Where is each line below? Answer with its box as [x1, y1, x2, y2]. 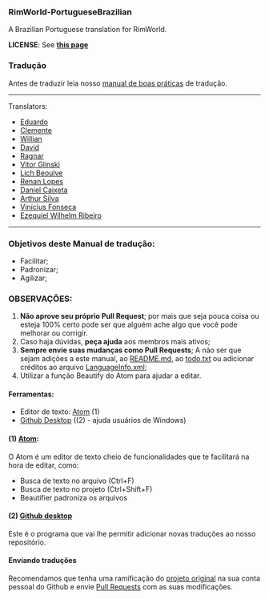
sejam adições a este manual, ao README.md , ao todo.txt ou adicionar [19, 354, 255, 364]
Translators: [8, 101, 48, 111]
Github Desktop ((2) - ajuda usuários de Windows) [19, 416, 187, 425]
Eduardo [19, 117, 48, 127]
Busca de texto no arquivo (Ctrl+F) [19, 476, 134, 485]
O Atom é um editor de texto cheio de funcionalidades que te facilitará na [8, 452, 250, 461]
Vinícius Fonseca [19, 202, 77, 211]
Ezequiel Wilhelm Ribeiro [19, 211, 102, 220]
